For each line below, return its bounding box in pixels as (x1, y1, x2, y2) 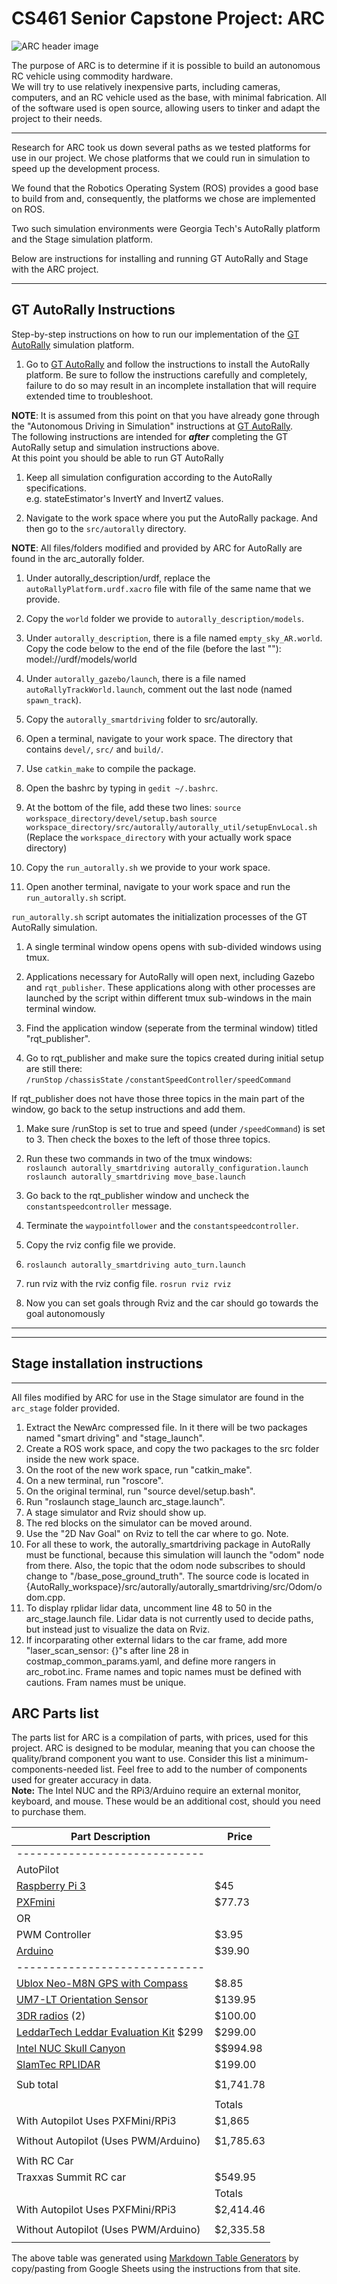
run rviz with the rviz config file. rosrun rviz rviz (25, 1277, 232, 1289)
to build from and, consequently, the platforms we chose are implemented (11, 192, 316, 204)
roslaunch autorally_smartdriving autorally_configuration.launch (25, 1163, 309, 1173)
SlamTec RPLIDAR (16, 2058, 101, 2072)
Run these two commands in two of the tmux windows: (25, 1152, 253, 1164)
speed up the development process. (11, 162, 161, 174)
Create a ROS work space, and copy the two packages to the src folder (25, 1442, 320, 1454)
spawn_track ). (25, 693, 82, 706)
